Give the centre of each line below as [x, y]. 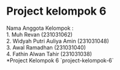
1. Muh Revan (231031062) [40, 34]
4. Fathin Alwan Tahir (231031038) [49, 54]
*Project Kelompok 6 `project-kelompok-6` [60, 60]
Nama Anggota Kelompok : [40, 28]
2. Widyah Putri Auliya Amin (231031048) [58, 41]
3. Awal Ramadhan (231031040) [46, 47]
